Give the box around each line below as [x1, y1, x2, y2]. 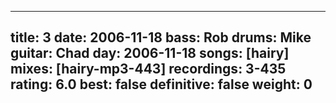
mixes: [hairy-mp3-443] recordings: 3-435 [10, 61, 287, 78]
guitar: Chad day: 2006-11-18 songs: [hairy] [10, 45, 290, 62]
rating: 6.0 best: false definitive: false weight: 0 [10, 76, 313, 93]
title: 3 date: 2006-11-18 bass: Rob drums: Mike [10, 29, 312, 46]
